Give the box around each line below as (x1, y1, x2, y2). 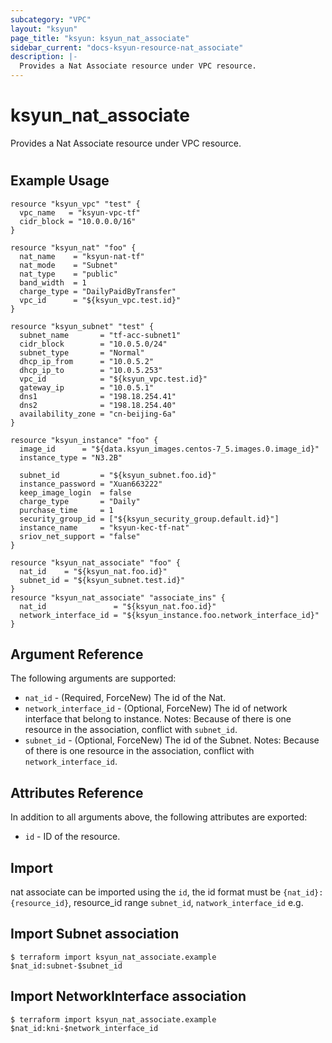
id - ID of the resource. (24, 831, 121, 843)
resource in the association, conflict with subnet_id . (24, 724, 238, 736)
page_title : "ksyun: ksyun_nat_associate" (10, 33, 190, 43)
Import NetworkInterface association (10, 988, 247, 1005)
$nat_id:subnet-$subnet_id (10, 961, 123, 971)
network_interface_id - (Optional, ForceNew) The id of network (24, 702, 288, 715)
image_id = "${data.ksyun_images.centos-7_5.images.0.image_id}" (19, 444, 320, 454)
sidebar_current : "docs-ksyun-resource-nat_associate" (10, 42, 244, 53)
